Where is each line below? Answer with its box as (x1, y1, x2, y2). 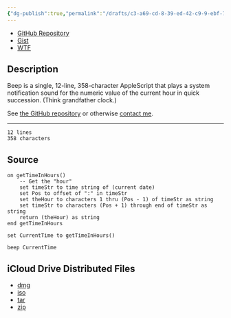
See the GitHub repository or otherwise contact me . (7, 109, 153, 117)
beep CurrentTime (7, 245, 57, 251)
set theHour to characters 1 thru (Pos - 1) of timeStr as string (19, 196, 214, 203)
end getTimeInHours (7, 220, 63, 227)
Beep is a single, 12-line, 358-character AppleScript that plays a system (7, 82, 210, 90)
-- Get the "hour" (19, 178, 72, 185)
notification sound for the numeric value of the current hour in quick (7, 89, 200, 97)
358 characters (7, 135, 51, 142)
